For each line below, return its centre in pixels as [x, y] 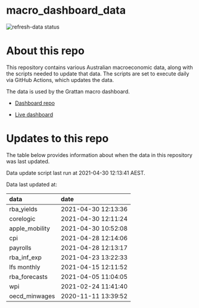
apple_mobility [30, 228]
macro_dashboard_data [66, 10]
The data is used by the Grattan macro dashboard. [68, 91]
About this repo [45, 51]
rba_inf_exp [25, 257]
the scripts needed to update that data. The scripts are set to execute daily [98, 73]
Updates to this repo [57, 139]
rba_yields [23, 209]
